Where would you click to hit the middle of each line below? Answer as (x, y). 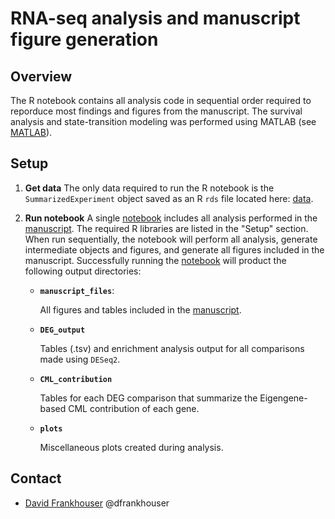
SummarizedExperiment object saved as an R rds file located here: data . (169, 198)
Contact (36, 478)
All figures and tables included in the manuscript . (140, 309)
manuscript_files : (77, 290)
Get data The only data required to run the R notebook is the (149, 188)
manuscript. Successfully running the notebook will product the (155, 260)
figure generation (84, 39)
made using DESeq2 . (80, 359)
